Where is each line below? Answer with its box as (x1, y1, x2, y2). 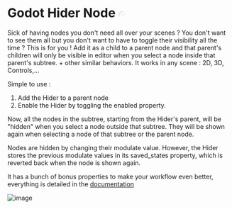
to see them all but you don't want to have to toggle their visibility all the (7, 35, 218, 44)
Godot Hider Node (7, 5, 116, 21)
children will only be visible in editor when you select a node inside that (7, 51, 216, 60)
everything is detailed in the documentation (7, 179, 135, 188)
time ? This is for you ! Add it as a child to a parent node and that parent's (7, 43, 222, 52)
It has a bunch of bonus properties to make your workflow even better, (7, 172, 214, 181)
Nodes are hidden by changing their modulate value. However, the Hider (7, 143, 219, 152)
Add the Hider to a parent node (17, 94, 109, 102)
